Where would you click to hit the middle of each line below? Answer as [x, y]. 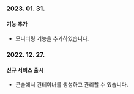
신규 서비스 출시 [25, 70]
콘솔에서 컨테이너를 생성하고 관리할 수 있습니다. [72, 85]
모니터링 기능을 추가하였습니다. [52, 38]
